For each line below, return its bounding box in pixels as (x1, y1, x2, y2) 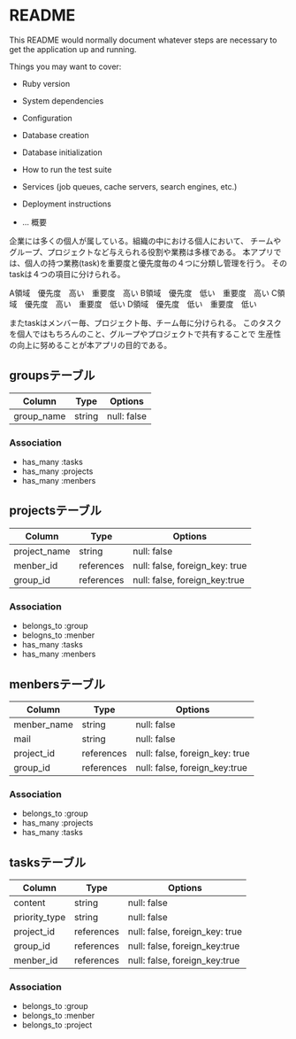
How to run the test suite (21, 164, 112, 174)
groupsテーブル (9, 368, 95, 384)
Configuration (21, 112, 72, 123)
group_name (13, 409, 66, 422)
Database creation (21, 129, 90, 140)
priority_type (13, 911, 66, 924)
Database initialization (21, 147, 103, 158)
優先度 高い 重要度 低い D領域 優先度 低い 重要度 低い (24, 299, 258, 309)
